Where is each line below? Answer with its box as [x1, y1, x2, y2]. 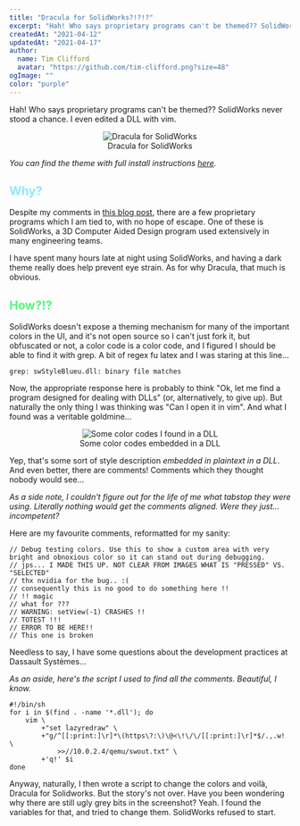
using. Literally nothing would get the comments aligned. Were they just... [9, 501, 279, 512]
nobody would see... [9, 474, 85, 485]
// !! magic [9, 592, 54, 601]
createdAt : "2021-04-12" [9, 29, 102, 38]
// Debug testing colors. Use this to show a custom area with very [9, 546, 270, 555]
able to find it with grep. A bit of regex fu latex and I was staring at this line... [9, 350, 290, 361]
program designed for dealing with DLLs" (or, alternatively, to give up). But [9, 392, 283, 403]
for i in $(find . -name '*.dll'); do [9, 708, 154, 717]
